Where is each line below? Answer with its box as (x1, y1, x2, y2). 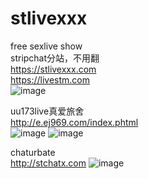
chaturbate (10, 146, 56, 158)
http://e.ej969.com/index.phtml (10, 116, 139, 128)
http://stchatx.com (10, 157, 87, 169)
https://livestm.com (10, 73, 90, 86)
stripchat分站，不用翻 (10, 52, 100, 64)
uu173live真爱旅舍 (10, 105, 85, 117)
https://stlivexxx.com (10, 63, 97, 75)
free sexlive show (10, 40, 83, 52)
